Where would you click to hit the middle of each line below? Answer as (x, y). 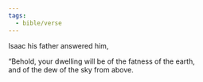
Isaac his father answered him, (59, 45)
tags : (17, 16)
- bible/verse (39, 23)
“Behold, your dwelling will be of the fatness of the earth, (101, 61)
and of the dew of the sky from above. (71, 69)
